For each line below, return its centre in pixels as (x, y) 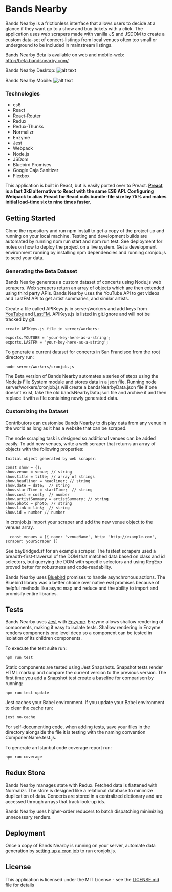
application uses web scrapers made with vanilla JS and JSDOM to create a (85, 34)
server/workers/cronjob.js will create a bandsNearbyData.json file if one (81, 387)
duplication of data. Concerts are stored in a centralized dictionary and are (84, 796)
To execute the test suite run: (36, 648)
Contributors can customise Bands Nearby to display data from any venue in (86, 423)
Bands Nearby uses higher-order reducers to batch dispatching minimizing (84, 811)
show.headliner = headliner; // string (48, 481)
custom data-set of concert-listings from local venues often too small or (81, 40)
